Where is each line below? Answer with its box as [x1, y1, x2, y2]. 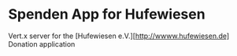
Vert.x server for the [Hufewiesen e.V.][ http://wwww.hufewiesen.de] [8, 31, 230, 40]
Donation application [8, 39, 76, 48]
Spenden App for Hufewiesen [8, 5, 206, 23]
